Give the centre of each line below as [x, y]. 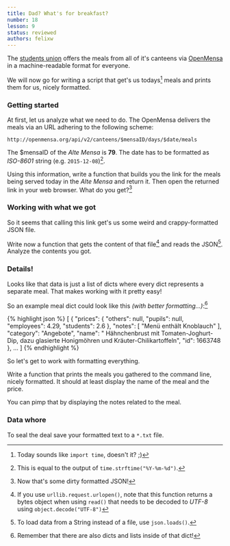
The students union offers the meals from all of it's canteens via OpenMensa [115, 58]
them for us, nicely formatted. [49, 87]
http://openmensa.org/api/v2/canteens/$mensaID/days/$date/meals [102, 140]
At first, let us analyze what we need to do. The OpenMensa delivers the [109, 120]
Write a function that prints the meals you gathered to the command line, [110, 374]
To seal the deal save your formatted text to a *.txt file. [86, 434]
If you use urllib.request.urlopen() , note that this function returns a [115, 494]
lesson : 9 [21, 26]
